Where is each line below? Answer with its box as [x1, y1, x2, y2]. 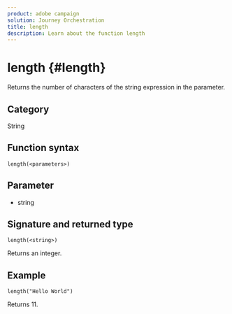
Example [7, 269, 46, 281]
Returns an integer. [7, 249, 62, 257]
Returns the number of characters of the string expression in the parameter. [7, 83, 226, 92]
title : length [7, 23, 49, 30]
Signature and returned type [7, 218, 134, 231]
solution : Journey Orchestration [7, 17, 105, 24]
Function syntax [7, 142, 80, 154]
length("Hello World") [7, 288, 73, 295]
